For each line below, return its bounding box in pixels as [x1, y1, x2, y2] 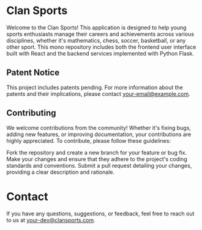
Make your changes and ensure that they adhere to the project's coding [6, 155, 188, 162]
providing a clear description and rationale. [6, 168, 115, 176]
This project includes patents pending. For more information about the [6, 84, 184, 91]
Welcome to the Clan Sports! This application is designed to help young [6, 24, 187, 31]
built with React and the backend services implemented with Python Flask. [6, 49, 195, 57]
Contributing [6, 108, 56, 118]
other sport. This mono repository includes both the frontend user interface [6, 43, 196, 51]
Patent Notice [6, 68, 60, 78]
